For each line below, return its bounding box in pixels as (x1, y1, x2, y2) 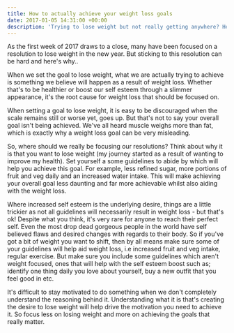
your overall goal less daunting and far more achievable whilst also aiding (7, 179, 218, 188)
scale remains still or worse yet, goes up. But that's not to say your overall (7, 114, 219, 122)
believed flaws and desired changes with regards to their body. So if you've (7, 230, 224, 238)
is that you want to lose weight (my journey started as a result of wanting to (7, 149, 224, 158)
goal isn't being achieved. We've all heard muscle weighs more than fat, (7, 121, 214, 130)
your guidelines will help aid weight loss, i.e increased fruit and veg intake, (7, 245, 221, 253)
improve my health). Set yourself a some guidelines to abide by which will (7, 157, 218, 165)
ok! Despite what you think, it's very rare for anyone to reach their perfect (7, 215, 218, 223)
